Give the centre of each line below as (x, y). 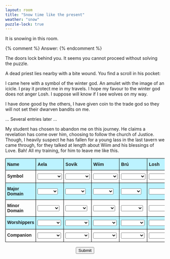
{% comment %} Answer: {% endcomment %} (54, 48)
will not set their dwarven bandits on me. (48, 109)
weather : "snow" (22, 19)
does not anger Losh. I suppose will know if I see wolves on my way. (76, 94)
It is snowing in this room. (32, 39)
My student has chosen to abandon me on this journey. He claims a (75, 129)
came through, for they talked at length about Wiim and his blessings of (80, 145)
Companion (19, 235)
